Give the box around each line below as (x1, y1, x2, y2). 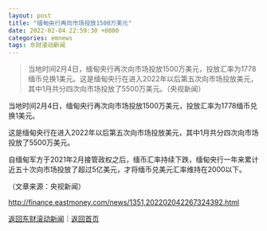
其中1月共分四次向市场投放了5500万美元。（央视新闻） (27, 84, 206, 94)
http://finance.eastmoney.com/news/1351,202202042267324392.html (8, 198, 240, 207)
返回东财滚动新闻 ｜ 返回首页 (8, 214, 100, 224)
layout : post (8, 11, 52, 20)
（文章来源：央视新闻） (8, 182, 85, 191)
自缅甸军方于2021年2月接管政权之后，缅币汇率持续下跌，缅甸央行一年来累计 (8, 155, 259, 164)
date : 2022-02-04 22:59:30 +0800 (8, 26, 120, 34)
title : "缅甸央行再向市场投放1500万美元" (8, 19, 132, 27)
